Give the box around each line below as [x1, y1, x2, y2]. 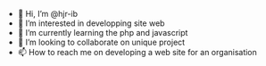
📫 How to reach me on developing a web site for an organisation [17, 47, 257, 57]
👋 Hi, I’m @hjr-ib [17, 9, 79, 19]
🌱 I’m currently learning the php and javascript [17, 28, 188, 37]
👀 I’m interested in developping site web [17, 18, 165, 29]
